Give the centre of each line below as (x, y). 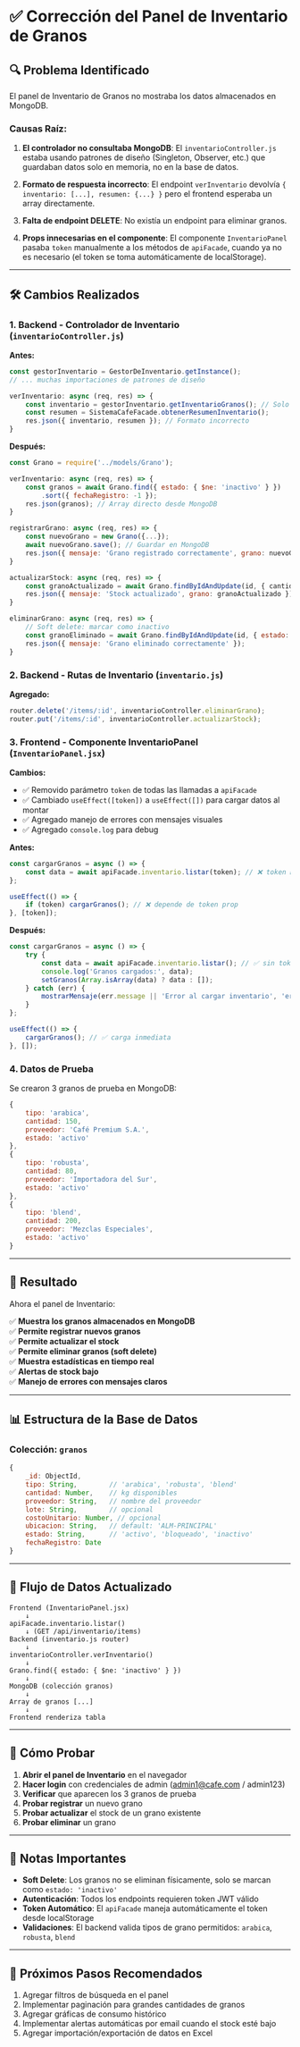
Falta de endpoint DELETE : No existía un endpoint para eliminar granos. (154, 221)
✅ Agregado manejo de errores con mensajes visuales (122, 819)
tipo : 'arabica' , (58, 1113)
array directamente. (58, 204)
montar (35, 810)
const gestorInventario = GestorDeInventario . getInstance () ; (125, 371)
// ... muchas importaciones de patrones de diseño (107, 380)
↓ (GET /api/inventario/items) (83, 1631)
